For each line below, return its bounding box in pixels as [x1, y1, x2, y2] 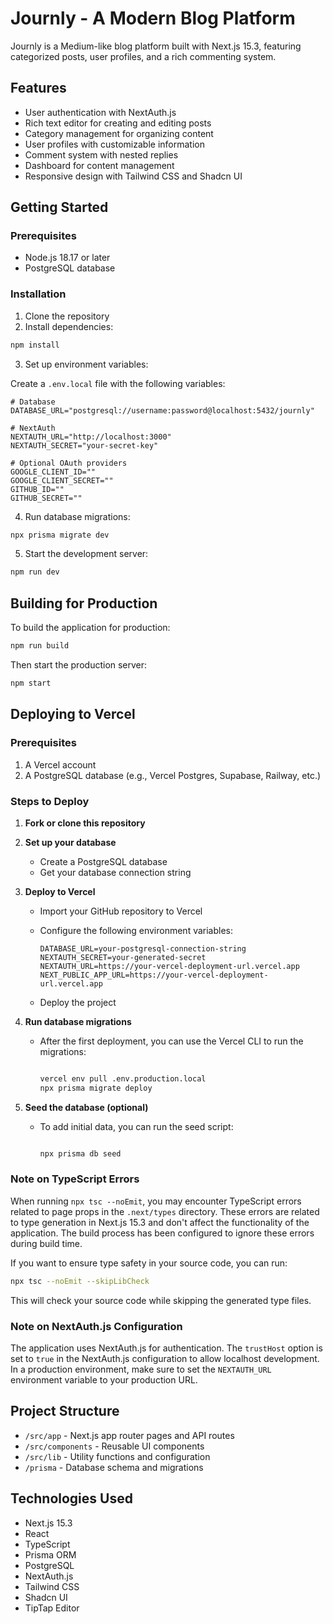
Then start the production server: [10, 659, 148, 671]
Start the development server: [24, 548, 149, 560]
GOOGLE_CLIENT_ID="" [10, 467, 97, 477]
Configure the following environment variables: [39, 924, 234, 936]
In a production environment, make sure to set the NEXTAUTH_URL [10, 1363, 272, 1375]
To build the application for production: [10, 622, 171, 634]
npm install [10, 340, 60, 350]
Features [10, 80, 67, 97]
